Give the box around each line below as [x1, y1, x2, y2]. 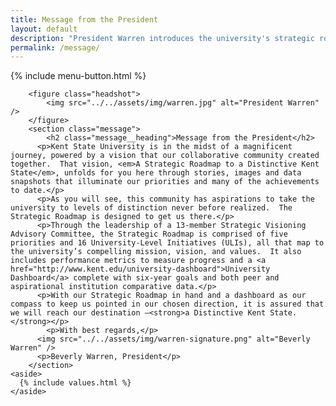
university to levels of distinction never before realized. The [10, 203, 293, 213]
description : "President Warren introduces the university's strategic [10, 33, 315, 43]
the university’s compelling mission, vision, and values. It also [10, 247, 302, 257]
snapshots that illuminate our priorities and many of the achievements [10, 177, 320, 187]
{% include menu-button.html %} [10, 70, 147, 82]
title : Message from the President [10, 14, 159, 25]
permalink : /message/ [10, 42, 101, 53]
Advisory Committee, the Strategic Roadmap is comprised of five [10, 229, 288, 240]
